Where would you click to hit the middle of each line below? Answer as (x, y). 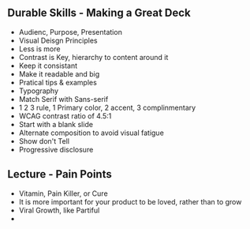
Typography (39, 91)
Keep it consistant (48, 66)
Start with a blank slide (56, 124)
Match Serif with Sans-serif (63, 99)
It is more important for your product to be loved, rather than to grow (130, 201)
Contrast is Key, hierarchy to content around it (93, 57)
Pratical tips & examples (58, 82)
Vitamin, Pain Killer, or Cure (63, 193)
